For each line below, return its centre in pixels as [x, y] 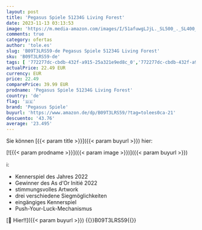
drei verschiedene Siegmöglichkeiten [61, 196]
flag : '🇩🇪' [21, 101]
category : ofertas [29, 40]
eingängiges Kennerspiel [46, 202]
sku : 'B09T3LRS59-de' [33, 57]
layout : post [23, 12]
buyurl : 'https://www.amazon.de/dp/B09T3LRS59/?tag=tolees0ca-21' [91, 113]
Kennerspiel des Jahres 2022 [51, 177]
